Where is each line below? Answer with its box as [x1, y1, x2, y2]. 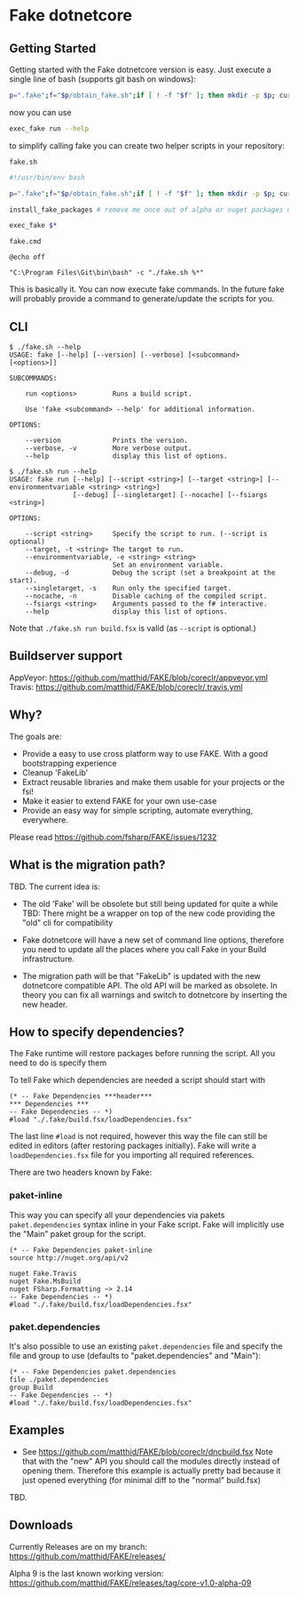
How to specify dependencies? [9, 1024, 184, 1039]
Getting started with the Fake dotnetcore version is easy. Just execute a [9, 64, 272, 75]
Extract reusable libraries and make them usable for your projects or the [21, 776, 286, 787]
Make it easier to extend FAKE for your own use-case [21, 795, 217, 806]
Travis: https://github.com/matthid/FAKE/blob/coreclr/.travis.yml [9, 681, 243, 692]
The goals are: [9, 731, 62, 742]
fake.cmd [9, 237, 42, 246]
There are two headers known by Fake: [9, 1167, 153, 1178]
